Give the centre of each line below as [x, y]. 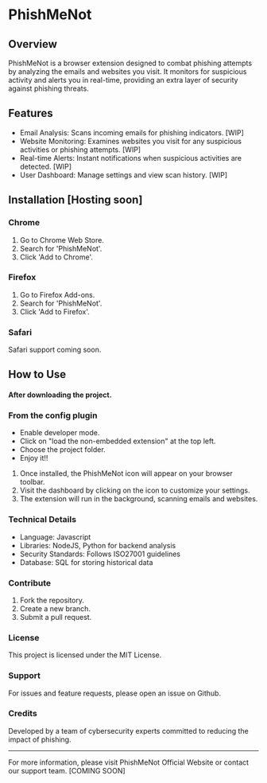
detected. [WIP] [45, 166]
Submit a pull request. [56, 617]
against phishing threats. [48, 88]
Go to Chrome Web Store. [62, 240]
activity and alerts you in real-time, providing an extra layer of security [123, 80]
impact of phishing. [40, 739]
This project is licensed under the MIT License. [85, 655]
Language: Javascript [55, 537]
